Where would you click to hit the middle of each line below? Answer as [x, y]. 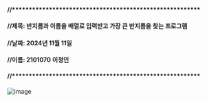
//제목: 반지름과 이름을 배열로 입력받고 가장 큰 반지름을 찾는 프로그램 [97, 26]
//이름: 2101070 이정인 [38, 60]
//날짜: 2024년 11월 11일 [40, 43]
